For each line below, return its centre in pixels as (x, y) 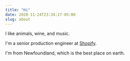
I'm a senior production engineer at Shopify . (51, 43)
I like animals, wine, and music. (37, 34)
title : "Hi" (18, 10)
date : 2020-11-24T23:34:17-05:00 (40, 15)
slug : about (18, 19)
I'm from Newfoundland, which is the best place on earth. (65, 53)
